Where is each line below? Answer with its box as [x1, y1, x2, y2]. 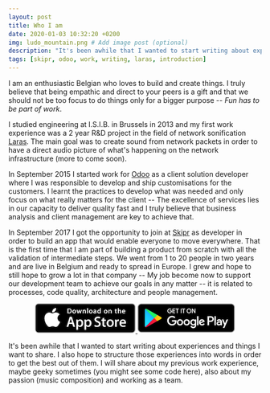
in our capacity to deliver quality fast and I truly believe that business [8, 203, 237, 213]
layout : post [8, 13, 52, 21]
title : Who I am [8, 21, 63, 30]
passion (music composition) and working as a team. [8, 375, 183, 385]
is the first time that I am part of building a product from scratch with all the [8, 245, 257, 254]
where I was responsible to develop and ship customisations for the [8, 178, 232, 187]
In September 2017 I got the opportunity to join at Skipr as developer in [8, 227, 243, 237]
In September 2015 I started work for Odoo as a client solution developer [8, 170, 249, 178]
